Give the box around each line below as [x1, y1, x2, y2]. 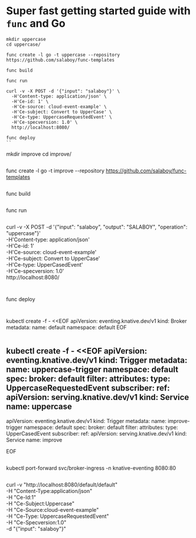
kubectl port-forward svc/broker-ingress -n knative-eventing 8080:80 [6, 464, 176, 472]
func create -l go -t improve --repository [6, 167, 105, 174]
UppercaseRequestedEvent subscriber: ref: [6, 383, 170, 393]
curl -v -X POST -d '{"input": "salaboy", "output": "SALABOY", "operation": [6, 223, 188, 230]
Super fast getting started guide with [6, 4, 191, 18]
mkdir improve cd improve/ [6, 150, 72, 158]
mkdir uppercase [6, 36, 46, 42]
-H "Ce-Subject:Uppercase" [6, 499, 75, 507]
